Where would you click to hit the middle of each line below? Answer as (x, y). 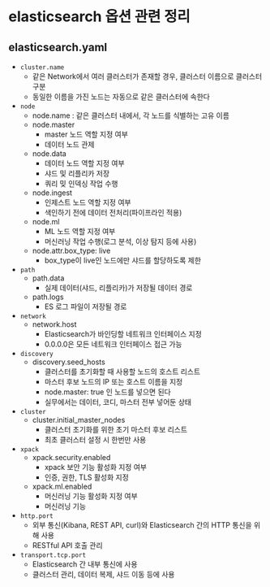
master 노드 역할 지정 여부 (86, 134)
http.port (37, 516)
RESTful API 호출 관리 (67, 545)
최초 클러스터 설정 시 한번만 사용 (95, 439)
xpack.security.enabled (71, 457)
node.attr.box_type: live (71, 250)
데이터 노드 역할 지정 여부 (84, 163)
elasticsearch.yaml (58, 47)
